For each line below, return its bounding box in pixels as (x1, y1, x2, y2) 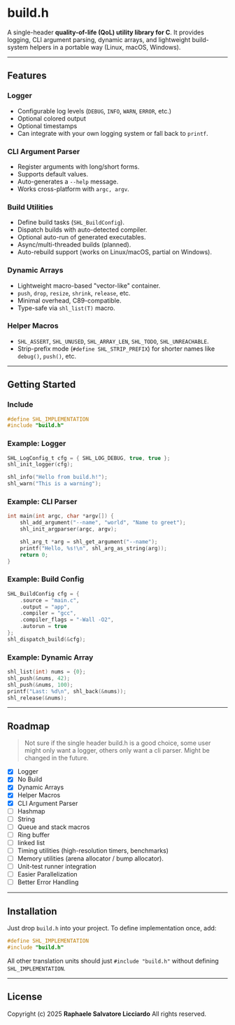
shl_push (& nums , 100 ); (7, 681, 73, 688)
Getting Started (7, 379, 76, 391)
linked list (17, 838, 45, 846)
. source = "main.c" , (20, 597, 80, 604)
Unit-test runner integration (17, 863, 97, 870)
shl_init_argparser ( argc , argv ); (20, 526, 117, 533)
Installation (7, 905, 57, 917)
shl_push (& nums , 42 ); (7, 674, 71, 682)
